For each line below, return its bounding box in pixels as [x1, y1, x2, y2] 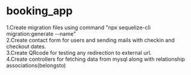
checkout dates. [6, 43, 46, 50]
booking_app [6, 4, 73, 18]
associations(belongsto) [6, 61, 66, 69]
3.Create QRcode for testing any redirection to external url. [6, 49, 152, 56]
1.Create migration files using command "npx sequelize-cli [6, 24, 151, 31]
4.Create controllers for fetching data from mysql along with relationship [6, 55, 186, 62]
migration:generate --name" [6, 30, 77, 37]
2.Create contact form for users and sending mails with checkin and [6, 36, 175, 43]
